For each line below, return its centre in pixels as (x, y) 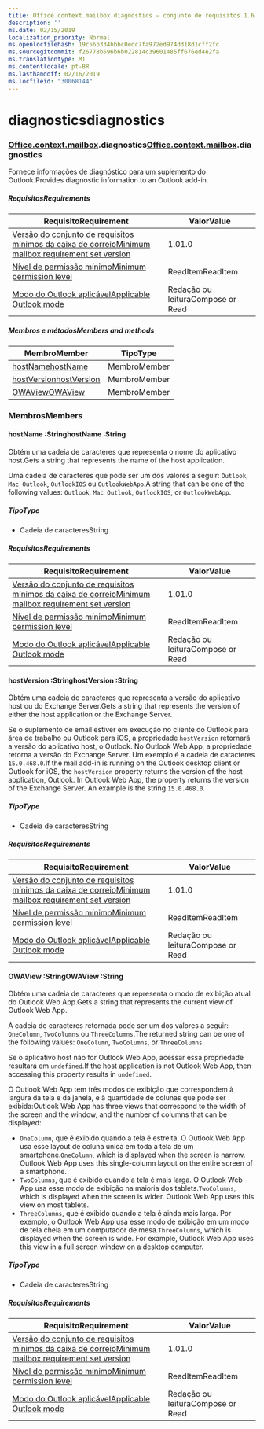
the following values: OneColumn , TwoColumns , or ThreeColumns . (106, 1042)
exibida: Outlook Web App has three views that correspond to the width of (127, 1107)
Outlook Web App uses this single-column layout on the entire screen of (136, 1163)
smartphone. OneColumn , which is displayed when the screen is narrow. (132, 1155)
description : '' (35, 23)
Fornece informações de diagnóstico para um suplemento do (107, 171)
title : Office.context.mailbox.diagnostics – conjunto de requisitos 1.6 (132, 15)
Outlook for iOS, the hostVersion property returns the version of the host (125, 772)
